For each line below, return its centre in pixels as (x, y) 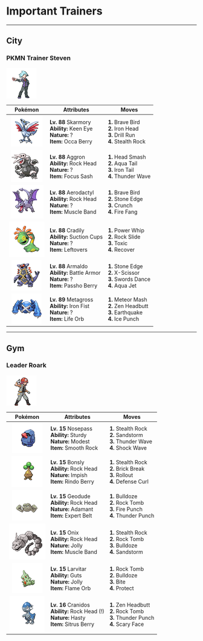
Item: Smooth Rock (74, 448)
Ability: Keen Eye (71, 128)
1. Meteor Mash (127, 300)
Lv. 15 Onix (65, 532)
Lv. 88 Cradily (67, 230)
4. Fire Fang (123, 212)
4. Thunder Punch (132, 515)
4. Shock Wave (128, 448)
